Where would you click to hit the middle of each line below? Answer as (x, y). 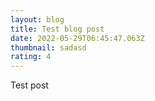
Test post (29, 85)
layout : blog (37, 19)
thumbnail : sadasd (48, 47)
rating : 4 (31, 57)
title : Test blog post (57, 29)
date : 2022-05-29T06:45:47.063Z (77, 38)
